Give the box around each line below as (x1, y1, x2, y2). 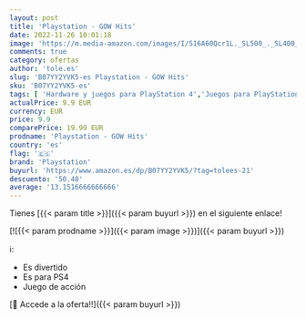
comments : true (9, 47, 67, 57)
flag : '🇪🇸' (9, 149, 55, 158)
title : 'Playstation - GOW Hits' (9, 22, 137, 31)
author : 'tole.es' (9, 65, 79, 74)
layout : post (9, 13, 59, 23)
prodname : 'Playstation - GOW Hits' (9, 132, 148, 141)
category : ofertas (9, 56, 79, 65)
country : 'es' (9, 140, 64, 149)
